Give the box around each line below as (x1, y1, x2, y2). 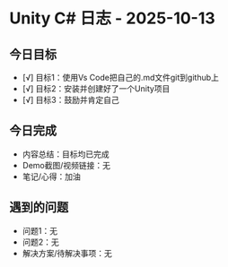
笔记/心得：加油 (22, 171, 81, 182)
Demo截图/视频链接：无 (22, 159, 110, 170)
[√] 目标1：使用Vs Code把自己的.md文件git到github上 (22, 73, 220, 82)
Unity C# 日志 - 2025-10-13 (9, 8, 215, 29)
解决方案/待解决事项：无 (22, 247, 112, 258)
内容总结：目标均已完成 (22, 149, 110, 159)
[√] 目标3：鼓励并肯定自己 (22, 95, 119, 105)
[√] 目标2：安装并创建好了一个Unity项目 (22, 83, 171, 94)
